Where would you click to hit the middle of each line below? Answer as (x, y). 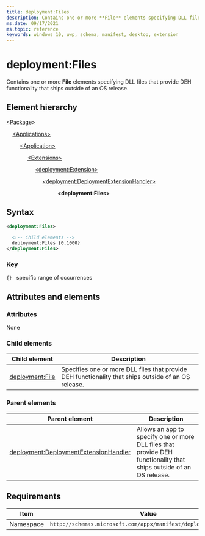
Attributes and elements (53, 297)
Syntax (20, 212)
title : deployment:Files (38, 12)
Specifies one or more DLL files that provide (124, 369)
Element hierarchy (42, 107)
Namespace (27, 524)
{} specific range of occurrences (49, 278)
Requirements (34, 497)
